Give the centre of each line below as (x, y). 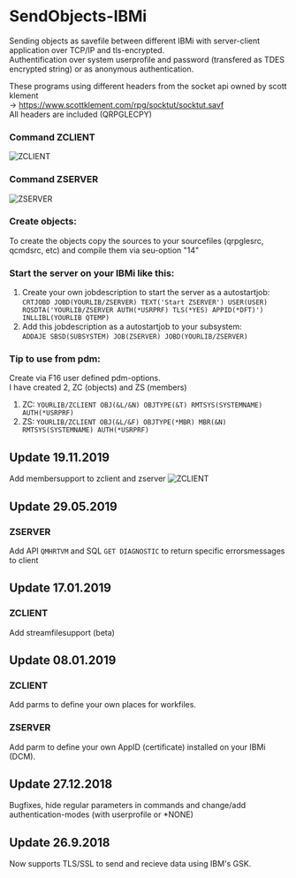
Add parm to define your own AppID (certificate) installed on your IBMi (138, 747)
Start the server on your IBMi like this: (92, 273)
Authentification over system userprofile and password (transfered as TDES (147, 59)
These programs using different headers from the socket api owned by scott (148, 86)
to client (24, 560)
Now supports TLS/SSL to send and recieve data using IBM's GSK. (130, 864)
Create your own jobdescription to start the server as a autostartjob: (146, 293)
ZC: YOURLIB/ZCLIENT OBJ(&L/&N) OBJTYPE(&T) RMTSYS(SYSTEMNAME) (142, 405)
